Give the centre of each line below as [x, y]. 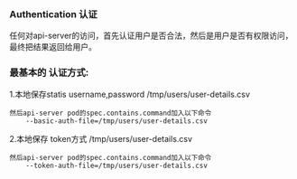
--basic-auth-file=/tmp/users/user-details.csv [116, 121]
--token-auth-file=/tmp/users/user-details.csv [116, 165]
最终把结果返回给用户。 [53, 47]
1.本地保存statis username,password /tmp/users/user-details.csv [130, 94]
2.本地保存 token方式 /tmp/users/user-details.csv [101, 138]
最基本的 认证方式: [49, 72]
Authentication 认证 [53, 14]
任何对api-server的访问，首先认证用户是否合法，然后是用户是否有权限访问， [151, 36]
